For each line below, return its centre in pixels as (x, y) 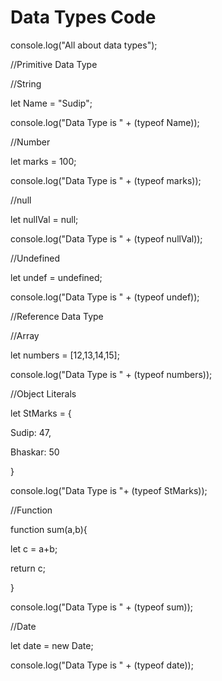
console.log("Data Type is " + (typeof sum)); (101, 607)
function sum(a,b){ (49, 529)
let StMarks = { (41, 413)
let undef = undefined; (56, 277)
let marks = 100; (43, 161)
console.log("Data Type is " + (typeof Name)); (105, 122)
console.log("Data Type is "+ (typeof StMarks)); (109, 490)
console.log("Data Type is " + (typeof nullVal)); (106, 238)
